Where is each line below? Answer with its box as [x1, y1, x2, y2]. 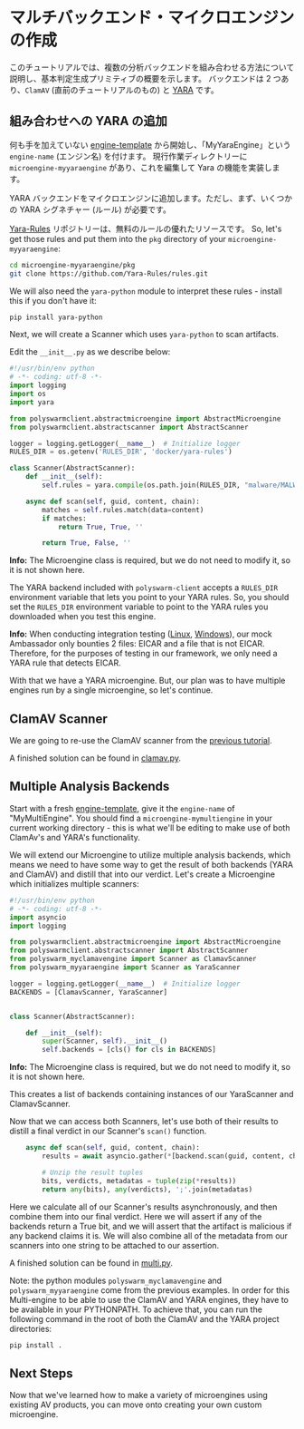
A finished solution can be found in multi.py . [9, 1257, 174, 1269]
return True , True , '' [57, 522, 144, 531]
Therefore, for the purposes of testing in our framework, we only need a [9, 648, 278, 659]
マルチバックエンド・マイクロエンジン [9, 7, 295, 28]
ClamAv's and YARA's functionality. [9, 831, 140, 842]
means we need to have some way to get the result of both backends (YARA [9, 859, 294, 870]
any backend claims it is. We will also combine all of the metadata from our [9, 1230, 288, 1241]
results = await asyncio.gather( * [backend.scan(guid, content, [42, 1152, 285, 1161]
